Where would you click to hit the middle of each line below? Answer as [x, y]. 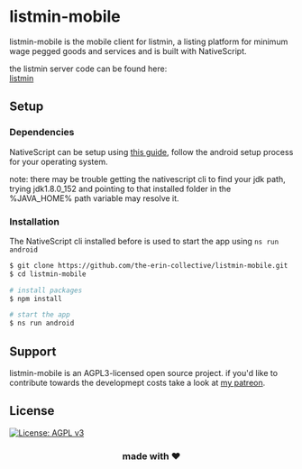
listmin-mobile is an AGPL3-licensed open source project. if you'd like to [143, 372]
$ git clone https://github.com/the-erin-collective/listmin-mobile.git [149, 265]
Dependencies [42, 133]
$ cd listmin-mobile [48, 274]
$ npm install [36, 299]
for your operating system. [59, 161]
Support [33, 351]
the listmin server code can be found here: [88, 69]
